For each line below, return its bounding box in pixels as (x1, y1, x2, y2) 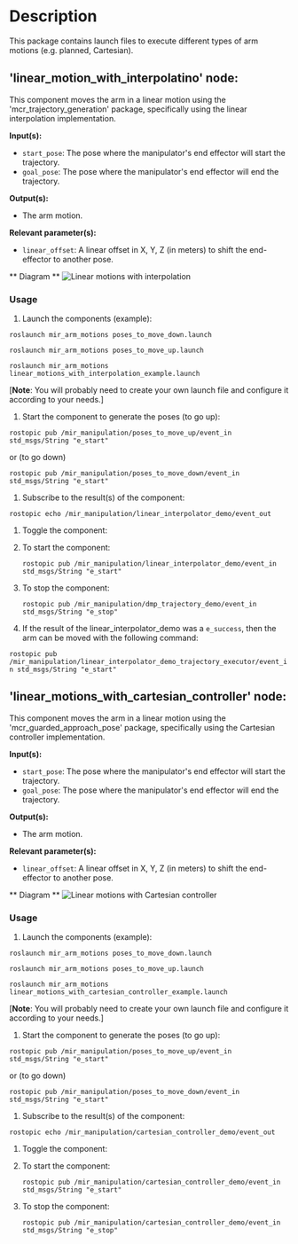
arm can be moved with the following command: (21, 632, 199, 644)
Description (9, 6, 98, 27)
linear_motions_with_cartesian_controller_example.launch (9, 988, 228, 997)
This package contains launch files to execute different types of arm (9, 35, 259, 46)
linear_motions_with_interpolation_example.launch (9, 370, 200, 379)
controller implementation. (9, 732, 106, 742)
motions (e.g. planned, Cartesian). (9, 44, 134, 55)
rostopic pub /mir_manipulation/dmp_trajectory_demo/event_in (21, 600, 257, 609)
